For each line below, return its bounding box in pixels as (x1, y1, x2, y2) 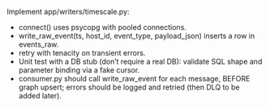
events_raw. (18, 39, 59, 49)
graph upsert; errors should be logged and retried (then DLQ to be (18, 82, 240, 92)
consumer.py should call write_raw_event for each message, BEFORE (18, 74, 251, 83)
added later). (18, 91, 62, 100)
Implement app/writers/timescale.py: (6, 7, 130, 16)
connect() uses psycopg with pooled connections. (18, 23, 187, 31)
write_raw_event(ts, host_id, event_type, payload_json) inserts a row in (18, 31, 255, 40)
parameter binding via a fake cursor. (18, 65, 140, 75)
